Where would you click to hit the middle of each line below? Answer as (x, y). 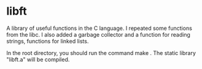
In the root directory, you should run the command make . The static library (101, 53)
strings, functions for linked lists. (48, 41)
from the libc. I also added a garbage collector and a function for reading (98, 34)
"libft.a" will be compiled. (38, 59)
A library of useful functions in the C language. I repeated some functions (99, 28)
